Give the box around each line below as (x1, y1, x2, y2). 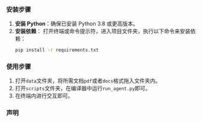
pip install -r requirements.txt (14, 47, 99, 53)
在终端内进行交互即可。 (14, 92, 73, 100)
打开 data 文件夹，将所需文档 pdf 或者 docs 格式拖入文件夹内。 (14, 77, 161, 85)
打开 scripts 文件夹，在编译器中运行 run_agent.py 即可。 (14, 85, 151, 92)
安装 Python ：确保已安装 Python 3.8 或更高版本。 (14, 20, 139, 28)
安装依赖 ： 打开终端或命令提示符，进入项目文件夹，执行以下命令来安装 (14, 28, 191, 35)
